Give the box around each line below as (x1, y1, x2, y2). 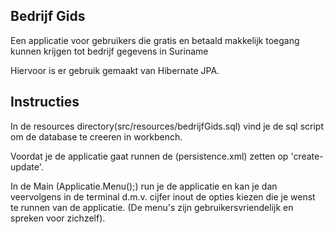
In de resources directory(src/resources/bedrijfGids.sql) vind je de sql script (10, 120, 324, 132)
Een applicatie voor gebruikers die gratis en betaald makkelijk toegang (10, 34, 300, 46)
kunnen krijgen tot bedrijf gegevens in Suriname (10, 45, 209, 57)
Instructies (10, 94, 80, 111)
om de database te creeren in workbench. (10, 130, 183, 143)
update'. (10, 160, 44, 173)
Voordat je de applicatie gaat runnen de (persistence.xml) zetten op (10, 150, 289, 162)
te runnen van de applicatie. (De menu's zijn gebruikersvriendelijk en (10, 201, 294, 213)
